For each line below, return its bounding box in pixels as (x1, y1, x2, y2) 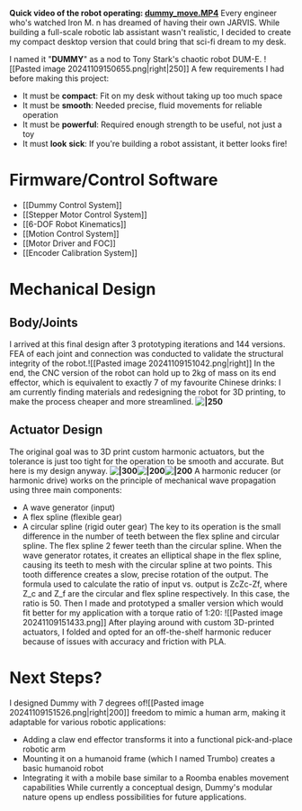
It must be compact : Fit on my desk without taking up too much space (22, 90, 283, 101)
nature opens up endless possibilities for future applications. (22, 791, 247, 802)
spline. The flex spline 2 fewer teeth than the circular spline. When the (22, 540, 282, 551)
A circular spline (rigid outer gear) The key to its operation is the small (22, 521, 281, 532)
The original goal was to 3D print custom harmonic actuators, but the (9, 446, 265, 457)
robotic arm (22, 743, 66, 754)
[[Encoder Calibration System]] (22, 247, 138, 258)
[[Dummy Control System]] (22, 199, 123, 210)
